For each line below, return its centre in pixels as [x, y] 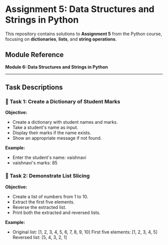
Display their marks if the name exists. [52, 133]
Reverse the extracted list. [39, 207]
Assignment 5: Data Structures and [80, 9]
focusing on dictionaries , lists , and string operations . [61, 39]
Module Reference [34, 55]
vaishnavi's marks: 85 [35, 163]
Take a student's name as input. [45, 128]
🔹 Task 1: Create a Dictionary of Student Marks [63, 102]
